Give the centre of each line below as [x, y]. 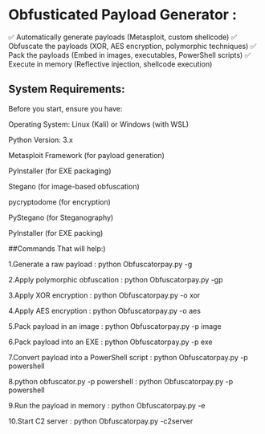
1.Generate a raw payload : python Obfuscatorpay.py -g [100, 264]
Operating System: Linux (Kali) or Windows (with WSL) [99, 124]
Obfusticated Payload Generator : [122, 15]
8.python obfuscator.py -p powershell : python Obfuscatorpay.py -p [121, 381]
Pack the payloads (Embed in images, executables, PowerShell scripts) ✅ [130, 55]
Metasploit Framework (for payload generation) [86, 155]
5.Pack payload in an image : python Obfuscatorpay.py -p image [115, 326]
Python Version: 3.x [41, 140]
